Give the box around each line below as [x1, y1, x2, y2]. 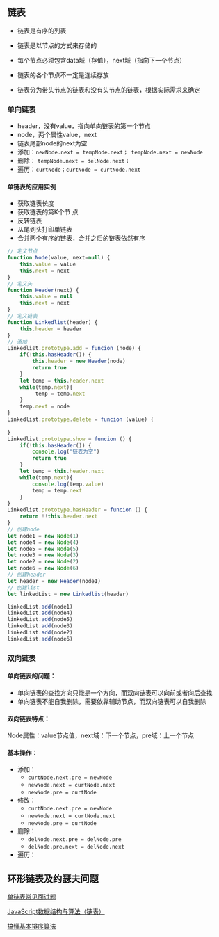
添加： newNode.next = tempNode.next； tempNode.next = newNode [17, 148, 203, 157]
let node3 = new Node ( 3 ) [7, 552, 79, 559]
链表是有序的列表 [17, 26, 67, 35]
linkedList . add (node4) [7, 609, 73, 617]
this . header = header [19, 326, 82, 333]
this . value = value [19, 261, 76, 268]
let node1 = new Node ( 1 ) [7, 532, 79, 539]
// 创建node [7, 526, 40, 533]
